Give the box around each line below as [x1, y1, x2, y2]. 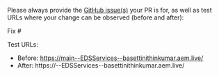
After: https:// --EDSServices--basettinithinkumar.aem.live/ [17, 61, 185, 69]
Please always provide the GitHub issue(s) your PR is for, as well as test [7, 6, 212, 14]
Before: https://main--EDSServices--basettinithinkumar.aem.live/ [17, 54, 204, 62]
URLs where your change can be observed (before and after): [7, 13, 184, 22]
